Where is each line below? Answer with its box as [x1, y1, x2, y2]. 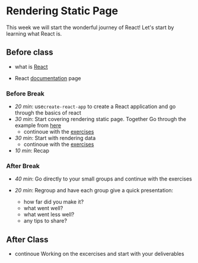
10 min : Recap [14, 147, 49, 154]
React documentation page [14, 74, 81, 81]
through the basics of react [14, 109, 82, 116]
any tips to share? [23, 217, 67, 224]
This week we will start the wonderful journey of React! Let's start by [6, 24, 174, 31]
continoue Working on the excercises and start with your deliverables [14, 251, 185, 258]
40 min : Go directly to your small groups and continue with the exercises [14, 175, 193, 182]
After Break [6, 161, 40, 170]
